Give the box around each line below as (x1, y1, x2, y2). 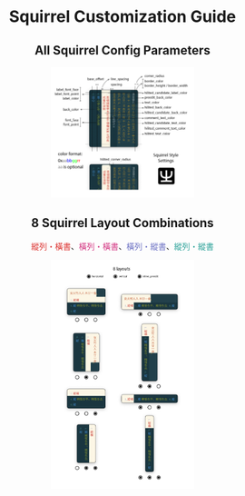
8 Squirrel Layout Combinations (31, 215, 214, 231)
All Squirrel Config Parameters (34, 43, 211, 58)
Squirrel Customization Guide (8, 6, 237, 27)
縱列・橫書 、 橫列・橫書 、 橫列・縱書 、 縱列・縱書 (31, 241, 214, 252)
